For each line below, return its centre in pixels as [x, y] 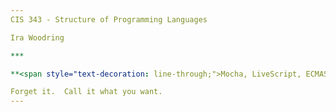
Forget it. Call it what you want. [86, 92]
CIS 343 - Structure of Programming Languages [109, 19]
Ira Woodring [37, 37]
